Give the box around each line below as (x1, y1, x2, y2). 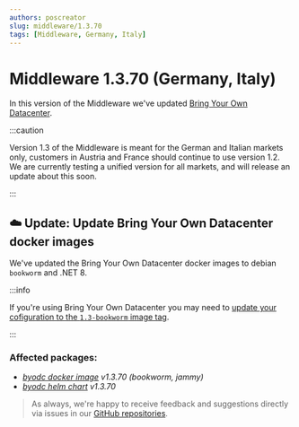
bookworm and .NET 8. (9, 267, 88, 278)
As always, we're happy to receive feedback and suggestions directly (31, 398, 289, 409)
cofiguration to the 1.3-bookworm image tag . (9, 311, 170, 323)
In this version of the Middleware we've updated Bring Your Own (9, 98, 249, 109)
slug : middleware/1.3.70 (9, 22, 102, 30)
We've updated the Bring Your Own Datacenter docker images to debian (9, 257, 277, 269)
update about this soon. (9, 171, 97, 182)
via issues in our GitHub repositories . (31, 408, 169, 419)
